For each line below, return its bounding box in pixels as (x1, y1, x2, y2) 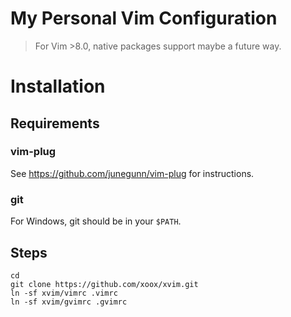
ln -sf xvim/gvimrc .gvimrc (10, 297, 128, 307)
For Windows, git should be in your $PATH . (10, 215, 182, 227)
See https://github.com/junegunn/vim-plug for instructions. (10, 167, 255, 179)
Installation (10, 75, 106, 98)
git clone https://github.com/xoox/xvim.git (10, 279, 199, 289)
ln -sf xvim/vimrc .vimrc (10, 288, 118, 298)
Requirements (10, 115, 100, 132)
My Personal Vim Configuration (10, 7, 278, 30)
